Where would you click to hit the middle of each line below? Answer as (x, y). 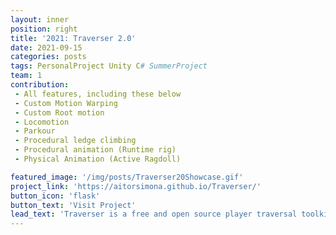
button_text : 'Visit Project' (73, 205)
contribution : (40, 85)
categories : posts (48, 57)
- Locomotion (42, 122)
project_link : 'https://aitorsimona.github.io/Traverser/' (136, 186)
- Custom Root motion (59, 112)
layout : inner (40, 19)
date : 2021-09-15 (46, 47)
